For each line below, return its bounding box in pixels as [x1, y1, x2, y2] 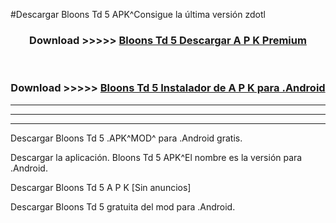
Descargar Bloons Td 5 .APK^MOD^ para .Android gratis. [10, 132, 243, 144]
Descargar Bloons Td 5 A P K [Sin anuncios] [10, 181, 192, 193]
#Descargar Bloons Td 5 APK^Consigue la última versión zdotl [10, 9, 266, 20]
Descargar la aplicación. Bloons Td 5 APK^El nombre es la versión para [10, 151, 303, 163]
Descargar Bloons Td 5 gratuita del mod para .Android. [10, 200, 236, 213]
